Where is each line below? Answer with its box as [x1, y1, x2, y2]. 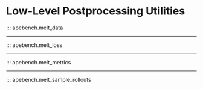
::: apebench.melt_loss [6, 41, 62, 49]
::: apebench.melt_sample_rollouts [6, 76, 92, 83]
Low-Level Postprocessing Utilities [6, 4, 185, 18]
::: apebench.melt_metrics [6, 58, 71, 66]
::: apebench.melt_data [6, 24, 63, 31]
